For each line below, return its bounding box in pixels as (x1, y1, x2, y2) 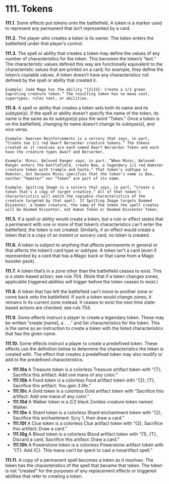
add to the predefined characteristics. (5, 356, 84, 362)
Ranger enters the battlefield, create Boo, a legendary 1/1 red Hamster (5, 163, 164, 168)
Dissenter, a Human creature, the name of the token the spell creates (5, 202, 159, 208)
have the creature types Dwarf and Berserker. (5, 149, 105, 155)
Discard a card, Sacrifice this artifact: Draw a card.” (12, 436, 120, 442)
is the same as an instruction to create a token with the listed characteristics (5, 325, 163, 331)
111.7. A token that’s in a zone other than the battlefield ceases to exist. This (5, 268, 162, 274)
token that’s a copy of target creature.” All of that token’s (5, 189, 141, 194)
